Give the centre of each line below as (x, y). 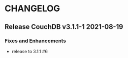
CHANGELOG (32, 9)
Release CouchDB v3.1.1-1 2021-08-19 (64, 27)
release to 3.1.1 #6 (30, 51)
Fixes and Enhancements (35, 41)
